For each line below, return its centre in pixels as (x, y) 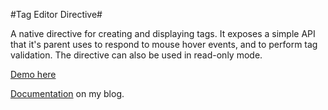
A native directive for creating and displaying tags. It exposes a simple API (163, 33)
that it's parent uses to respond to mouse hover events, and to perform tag (164, 44)
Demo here (33, 74)
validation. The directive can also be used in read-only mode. (136, 55)
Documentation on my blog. (67, 93)
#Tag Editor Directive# (56, 14)
